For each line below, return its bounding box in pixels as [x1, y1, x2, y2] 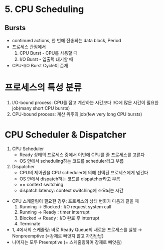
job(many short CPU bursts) [12, 105, 70, 111]
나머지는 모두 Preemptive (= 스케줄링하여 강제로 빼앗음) [12, 239, 122, 245]
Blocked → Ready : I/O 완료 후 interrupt [19, 215, 100, 221]
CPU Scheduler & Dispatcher [5, 129, 126, 141]
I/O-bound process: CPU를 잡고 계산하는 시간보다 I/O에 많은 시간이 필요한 [12, 99, 159, 105]
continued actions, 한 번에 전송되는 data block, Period [12, 38, 121, 43]
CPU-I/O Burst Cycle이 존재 [12, 63, 68, 68]
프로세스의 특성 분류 [5, 82, 82, 93]
